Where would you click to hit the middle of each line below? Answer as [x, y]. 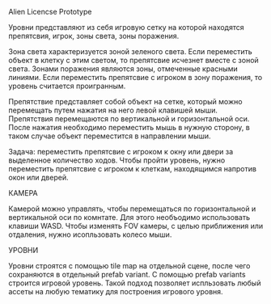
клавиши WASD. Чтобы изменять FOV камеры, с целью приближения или [136, 226]
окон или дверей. [38, 177]
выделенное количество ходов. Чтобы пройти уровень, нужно [117, 160]
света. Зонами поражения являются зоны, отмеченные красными [123, 69]
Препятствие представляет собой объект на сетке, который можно [125, 101]
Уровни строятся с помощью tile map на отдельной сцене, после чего [129, 266]
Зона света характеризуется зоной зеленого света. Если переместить [130, 51]
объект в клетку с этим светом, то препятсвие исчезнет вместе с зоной [133, 60]
